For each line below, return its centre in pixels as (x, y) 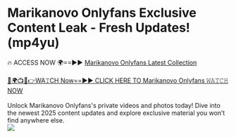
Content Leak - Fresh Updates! (99, 28)
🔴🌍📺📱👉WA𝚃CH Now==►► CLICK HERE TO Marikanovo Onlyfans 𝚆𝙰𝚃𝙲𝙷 (118, 80)
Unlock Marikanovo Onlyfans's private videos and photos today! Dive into (114, 105)
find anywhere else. (36, 120)
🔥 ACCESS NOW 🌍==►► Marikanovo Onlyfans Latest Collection (102, 62)
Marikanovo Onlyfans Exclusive (102, 13)
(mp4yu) (33, 43)
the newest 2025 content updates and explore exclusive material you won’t (116, 113)
